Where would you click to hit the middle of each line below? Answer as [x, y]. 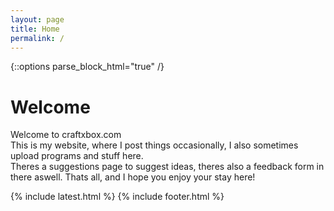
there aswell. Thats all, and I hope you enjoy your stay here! [133, 177]
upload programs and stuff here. [77, 156]
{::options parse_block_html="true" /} [87, 67]
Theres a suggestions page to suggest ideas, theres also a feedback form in [167, 167]
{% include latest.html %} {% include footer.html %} [117, 197]
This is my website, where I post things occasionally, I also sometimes [154, 145]
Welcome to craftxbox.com [66, 135]
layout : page [37, 19]
